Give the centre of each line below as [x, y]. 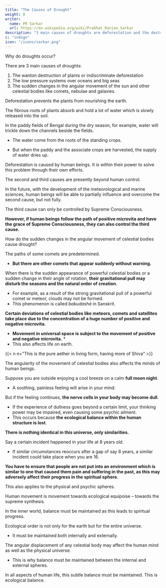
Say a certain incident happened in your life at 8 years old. [64, 442]
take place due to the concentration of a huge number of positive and [78, 318]
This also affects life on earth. [42, 344]
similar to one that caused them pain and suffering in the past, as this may [83, 471]
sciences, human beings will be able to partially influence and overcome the [82, 194]
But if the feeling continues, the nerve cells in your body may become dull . [82, 397]
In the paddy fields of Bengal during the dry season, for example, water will [82, 125]
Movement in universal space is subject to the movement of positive [84, 333]
